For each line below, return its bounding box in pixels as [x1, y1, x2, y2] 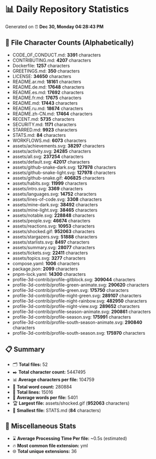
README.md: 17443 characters [12, 100, 78, 106]
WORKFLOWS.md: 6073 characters [12, 137, 87, 143]
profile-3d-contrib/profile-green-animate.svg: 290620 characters [12, 282, 149, 288]
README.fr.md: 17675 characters [12, 95, 82, 101]
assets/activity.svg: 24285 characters [12, 148, 91, 154]
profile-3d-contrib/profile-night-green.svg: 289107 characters [12, 292, 142, 298]
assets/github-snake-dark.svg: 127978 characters [12, 164, 116, 170]
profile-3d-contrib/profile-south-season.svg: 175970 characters [12, 330, 145, 336]
